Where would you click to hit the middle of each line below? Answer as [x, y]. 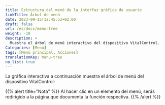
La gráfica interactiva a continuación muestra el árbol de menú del [75, 76]
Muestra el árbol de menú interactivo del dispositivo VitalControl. [85, 43]
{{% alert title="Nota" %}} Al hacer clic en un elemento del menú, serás [80, 91]
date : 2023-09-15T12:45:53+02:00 [41, 19]
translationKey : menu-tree [34, 57]
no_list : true [20, 62]
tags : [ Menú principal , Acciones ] [42, 52]
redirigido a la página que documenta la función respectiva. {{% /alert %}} [83, 97]
